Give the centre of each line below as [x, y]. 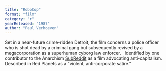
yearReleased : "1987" [28, 24]
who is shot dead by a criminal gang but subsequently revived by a [74, 48]
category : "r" [20, 19]
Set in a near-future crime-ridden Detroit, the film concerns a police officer [82, 42]
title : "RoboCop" [23, 10]
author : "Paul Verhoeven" [32, 28]
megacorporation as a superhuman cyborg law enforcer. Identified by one [82, 53]
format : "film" [21, 14]
